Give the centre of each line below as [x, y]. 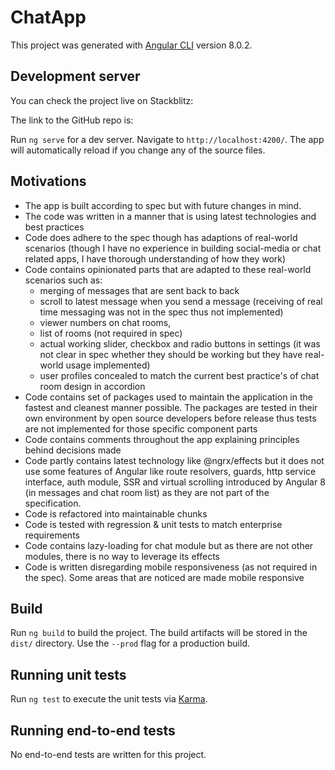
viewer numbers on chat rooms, [105, 322]
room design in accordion [92, 386]
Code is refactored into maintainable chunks [116, 513]
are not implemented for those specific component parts [141, 428]
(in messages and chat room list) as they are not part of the [147, 492]
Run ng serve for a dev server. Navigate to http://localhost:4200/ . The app [167, 139]
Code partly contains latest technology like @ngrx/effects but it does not [174, 460]
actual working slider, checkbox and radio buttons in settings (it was [180, 343]
